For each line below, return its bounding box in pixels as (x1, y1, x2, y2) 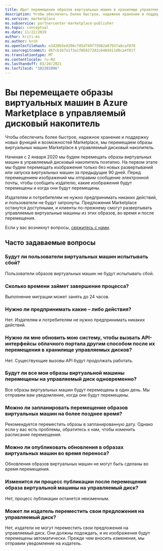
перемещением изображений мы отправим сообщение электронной (5, 174, 149, 180)
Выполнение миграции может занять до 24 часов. (5, 293, 110, 300)
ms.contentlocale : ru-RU (5, 57, 55, 62)
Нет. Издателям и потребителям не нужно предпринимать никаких (5, 317, 145, 323)
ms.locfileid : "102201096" (5, 66, 60, 71)
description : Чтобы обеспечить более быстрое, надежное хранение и (5, 12, 145, 17)
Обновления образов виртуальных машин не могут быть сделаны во (5, 461, 149, 467)
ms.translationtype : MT (5, 52, 53, 57)
